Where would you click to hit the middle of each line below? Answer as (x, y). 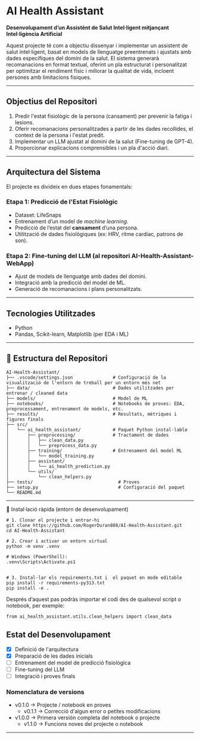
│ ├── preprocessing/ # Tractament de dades (87, 435)
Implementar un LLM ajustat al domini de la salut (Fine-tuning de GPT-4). (104, 141)
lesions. (24, 122)
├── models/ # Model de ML (77, 398)
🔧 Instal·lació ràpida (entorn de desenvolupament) (68, 509)
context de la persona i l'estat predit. (60, 135)
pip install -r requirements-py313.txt (56, 583)
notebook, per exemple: (35, 605)
